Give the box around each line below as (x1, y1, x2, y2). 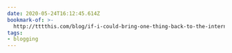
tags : (7, 29, 23, 36)
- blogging (7, 36, 39, 43)
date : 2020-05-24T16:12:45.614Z (7, 10, 100, 17)
